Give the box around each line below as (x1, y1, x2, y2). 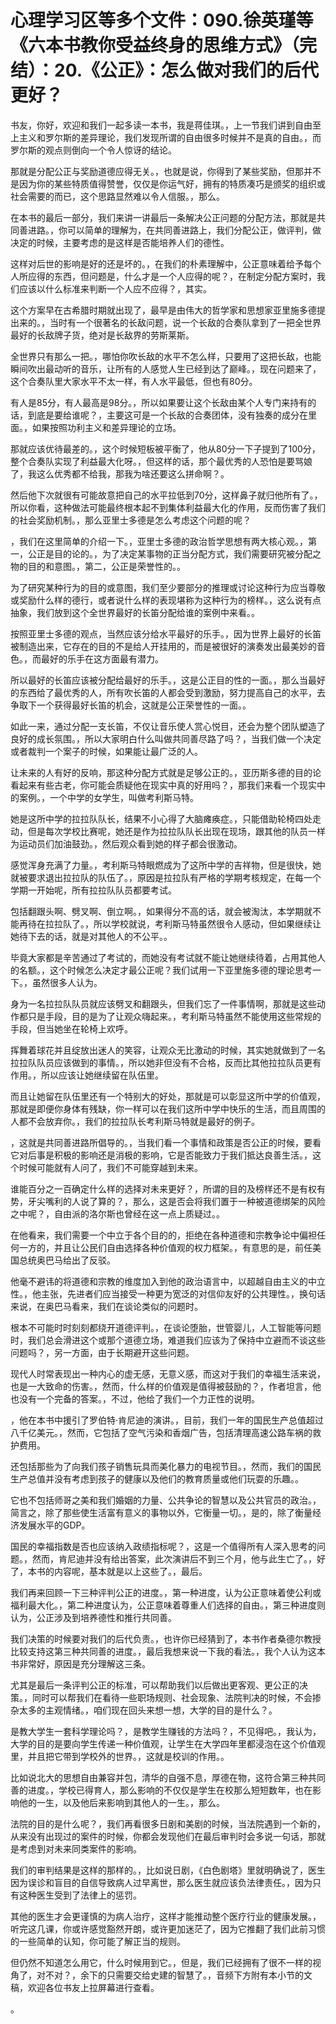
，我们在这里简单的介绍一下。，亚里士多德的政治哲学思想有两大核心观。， (10, 535, 308, 547)
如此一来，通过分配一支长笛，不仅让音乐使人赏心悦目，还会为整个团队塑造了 (10, 720, 326, 732)
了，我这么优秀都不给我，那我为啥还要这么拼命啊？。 (10, 467, 230, 480)
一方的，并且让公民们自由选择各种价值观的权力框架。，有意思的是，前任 (18, 1241, 313, 1253)
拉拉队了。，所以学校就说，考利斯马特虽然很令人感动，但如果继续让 (44, 917, 322, 930)
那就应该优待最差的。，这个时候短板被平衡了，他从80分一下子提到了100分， (10, 442, 321, 455)
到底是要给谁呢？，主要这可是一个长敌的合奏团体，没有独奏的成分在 (27, 409, 308, 421)
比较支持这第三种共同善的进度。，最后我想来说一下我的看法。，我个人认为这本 (10, 1645, 326, 1657)
